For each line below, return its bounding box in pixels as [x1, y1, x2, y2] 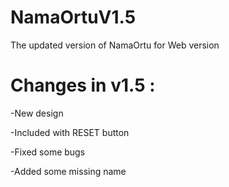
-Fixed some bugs [10, 146, 86, 158]
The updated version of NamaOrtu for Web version [10, 39, 220, 51]
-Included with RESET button [10, 126, 130, 138]
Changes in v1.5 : [10, 74, 156, 97]
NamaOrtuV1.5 [10, 6, 137, 29]
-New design [10, 107, 64, 119]
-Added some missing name [10, 165, 127, 177]
